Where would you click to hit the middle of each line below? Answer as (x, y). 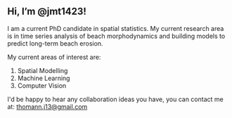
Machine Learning (44, 78)
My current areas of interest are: (54, 57)
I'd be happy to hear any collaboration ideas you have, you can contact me (115, 99)
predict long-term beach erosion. (55, 43)
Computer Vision (42, 85)
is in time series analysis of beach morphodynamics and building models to (116, 36)
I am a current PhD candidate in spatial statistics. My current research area (116, 28)
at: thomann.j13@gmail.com (47, 106)
